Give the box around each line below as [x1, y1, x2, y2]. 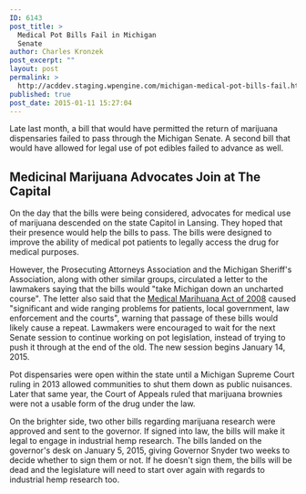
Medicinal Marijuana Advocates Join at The [9, 169, 261, 184]
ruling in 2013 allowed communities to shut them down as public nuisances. [9, 379, 293, 390]
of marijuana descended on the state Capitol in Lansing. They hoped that [9, 217, 283, 228]
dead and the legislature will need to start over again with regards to [9, 465, 266, 476]
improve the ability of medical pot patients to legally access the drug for [9, 236, 280, 247]
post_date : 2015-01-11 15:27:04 [9, 98, 132, 108]
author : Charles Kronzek [9, 47, 104, 57]
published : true [9, 89, 71, 99]
